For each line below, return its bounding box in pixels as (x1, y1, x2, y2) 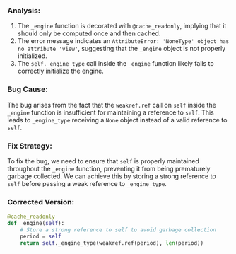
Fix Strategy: (7, 141, 53, 151)
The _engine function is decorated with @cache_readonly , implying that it (17, 22, 227, 30)
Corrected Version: (7, 197, 75, 207)
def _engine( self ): (7, 220, 65, 227)
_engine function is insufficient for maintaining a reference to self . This (7, 108, 214, 117)
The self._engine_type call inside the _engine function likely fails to (17, 59, 214, 68)
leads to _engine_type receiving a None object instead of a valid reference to (7, 115, 228, 124)
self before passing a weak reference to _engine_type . (7, 179, 167, 187)
